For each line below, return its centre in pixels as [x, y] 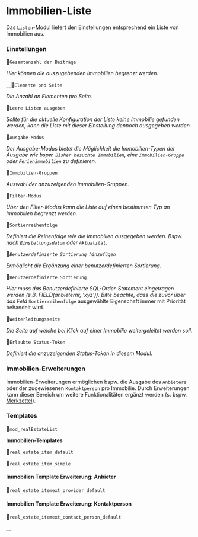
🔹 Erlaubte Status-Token [36, 342]
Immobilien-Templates [35, 440]
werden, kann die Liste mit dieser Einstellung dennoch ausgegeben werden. [99, 126]
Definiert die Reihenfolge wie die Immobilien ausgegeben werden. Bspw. [95, 236]
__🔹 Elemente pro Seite [34, 85]
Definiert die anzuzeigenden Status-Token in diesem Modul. [79, 353]
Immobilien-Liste [49, 11]
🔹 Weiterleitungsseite [33, 319]
